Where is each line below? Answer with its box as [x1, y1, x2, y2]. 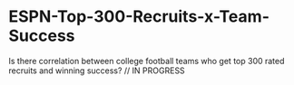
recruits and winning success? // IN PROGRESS [8, 65, 185, 76]
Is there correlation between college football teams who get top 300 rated [8, 55, 285, 66]
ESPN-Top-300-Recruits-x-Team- [8, 6, 269, 27]
